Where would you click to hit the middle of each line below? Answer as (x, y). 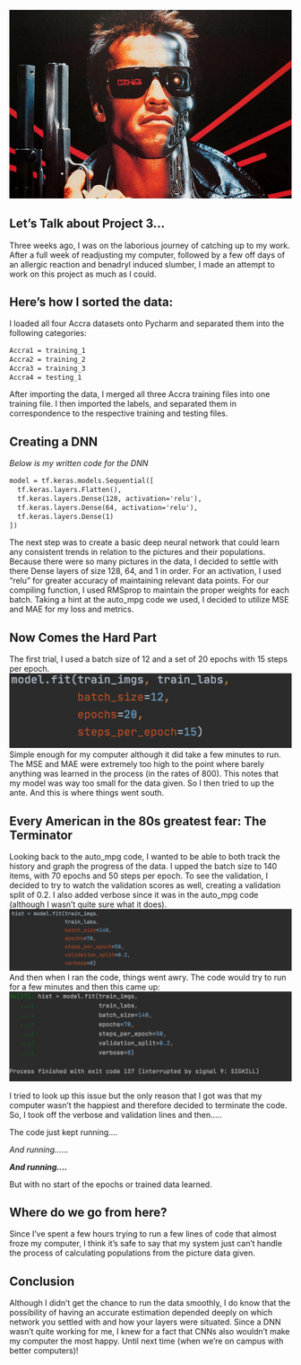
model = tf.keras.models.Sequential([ (82, 481)
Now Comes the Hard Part (83, 637)
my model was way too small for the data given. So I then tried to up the (142, 783)
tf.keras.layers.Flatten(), (70, 490)
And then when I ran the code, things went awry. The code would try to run (148, 977)
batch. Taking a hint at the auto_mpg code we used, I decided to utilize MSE (149, 600)
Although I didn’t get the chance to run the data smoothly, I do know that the (150, 1303)
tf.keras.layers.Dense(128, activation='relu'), (110, 499)
